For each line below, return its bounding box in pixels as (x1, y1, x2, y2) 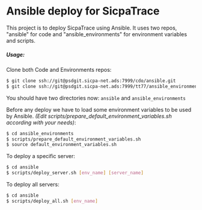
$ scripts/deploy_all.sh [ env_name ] (6, 198, 98, 204)
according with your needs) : (6, 119, 76, 126)
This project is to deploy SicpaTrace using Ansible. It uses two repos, (6, 24, 177, 31)
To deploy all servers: (6, 181, 60, 188)
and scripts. (6, 37, 36, 44)
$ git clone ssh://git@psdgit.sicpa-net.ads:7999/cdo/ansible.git (6, 77, 176, 84)
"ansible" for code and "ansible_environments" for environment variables (6, 30, 188, 37)
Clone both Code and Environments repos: (6, 66, 112, 73)
